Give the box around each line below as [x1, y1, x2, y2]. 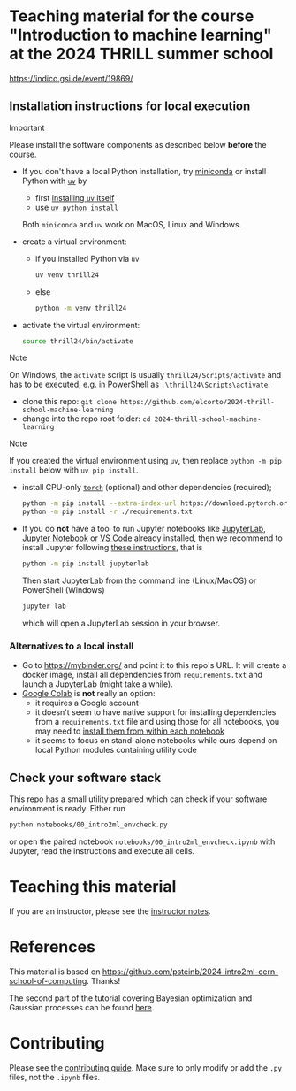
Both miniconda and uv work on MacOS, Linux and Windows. [21, 219, 242, 229]
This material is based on [9, 966, 101, 977]
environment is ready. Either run [9, 803, 126, 813]
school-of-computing [9, 975, 87, 986]
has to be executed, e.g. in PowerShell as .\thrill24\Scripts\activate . [9, 379, 271, 390]
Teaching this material [9, 877, 177, 897]
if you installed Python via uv [34, 253, 140, 264]
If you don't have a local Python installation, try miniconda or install [21, 165, 267, 176]
